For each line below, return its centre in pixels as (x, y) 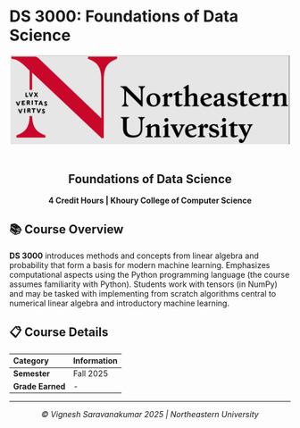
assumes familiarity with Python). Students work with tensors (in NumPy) (144, 284)
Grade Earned (39, 386)
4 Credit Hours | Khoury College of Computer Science (150, 200)
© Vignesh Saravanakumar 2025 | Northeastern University (150, 415)
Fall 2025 (91, 373)
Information (95, 361)
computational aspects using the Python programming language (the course (150, 274)
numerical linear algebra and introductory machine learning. (120, 303)
